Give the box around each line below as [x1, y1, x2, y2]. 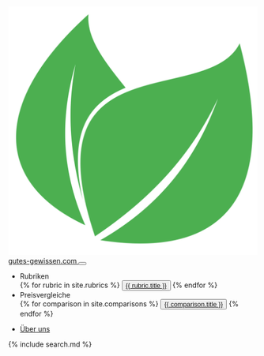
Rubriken [19, 272, 50, 281]
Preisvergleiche [19, 290, 71, 299]
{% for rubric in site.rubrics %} [19, 280, 120, 290]
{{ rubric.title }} [125, 282, 168, 290]
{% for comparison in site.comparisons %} [19, 299, 159, 309]
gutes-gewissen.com [8, 257, 77, 265]
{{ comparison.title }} [164, 300, 224, 309]
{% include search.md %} [8, 339, 92, 349]
